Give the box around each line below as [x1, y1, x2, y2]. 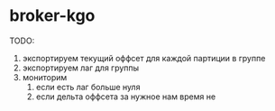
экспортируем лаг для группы [22, 62, 140, 73]
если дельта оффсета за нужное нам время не [35, 91, 216, 102]
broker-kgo [9, 5, 96, 26]
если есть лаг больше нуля [35, 81, 141, 92]
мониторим [22, 71, 68, 82]
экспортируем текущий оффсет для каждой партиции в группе [22, 52, 266, 63]
